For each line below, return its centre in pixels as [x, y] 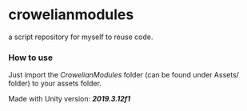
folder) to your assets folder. [55, 83]
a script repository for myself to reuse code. [81, 37]
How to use [31, 57]
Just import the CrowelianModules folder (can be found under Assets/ [124, 75]
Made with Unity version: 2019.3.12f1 [70, 99]
